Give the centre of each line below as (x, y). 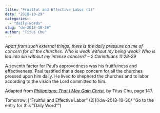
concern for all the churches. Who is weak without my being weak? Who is (80, 51)
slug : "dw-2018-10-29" (28, 28)
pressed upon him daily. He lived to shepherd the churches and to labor (77, 76)
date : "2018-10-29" (25, 14)
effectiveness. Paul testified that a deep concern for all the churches (74, 71)
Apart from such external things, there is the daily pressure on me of (74, 46)
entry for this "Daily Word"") (33, 105)
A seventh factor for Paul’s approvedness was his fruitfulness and (71, 66)
